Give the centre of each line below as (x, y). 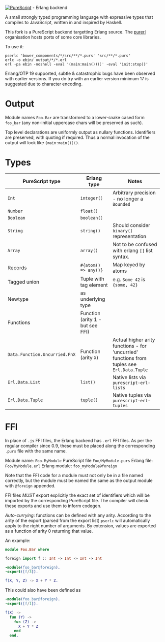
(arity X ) (89, 357)
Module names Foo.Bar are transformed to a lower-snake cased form (75, 117)
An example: (18, 540)
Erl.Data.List (24, 382)
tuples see (124, 364)
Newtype (18, 299)
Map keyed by (129, 264)
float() (89, 211)
